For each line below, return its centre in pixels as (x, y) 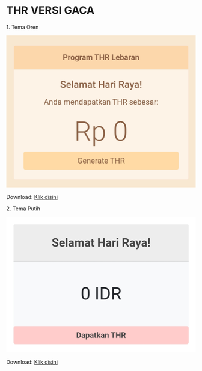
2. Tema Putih (23, 209)
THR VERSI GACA (50, 11)
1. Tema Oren (23, 27)
